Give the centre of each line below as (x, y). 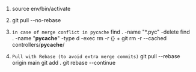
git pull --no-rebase (36, 20)
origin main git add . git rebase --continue (64, 63)
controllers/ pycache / (38, 45)
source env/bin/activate (41, 9)
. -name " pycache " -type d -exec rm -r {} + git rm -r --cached (89, 38)
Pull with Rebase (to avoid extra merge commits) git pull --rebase (96, 56)
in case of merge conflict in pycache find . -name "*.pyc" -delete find (101, 32)
